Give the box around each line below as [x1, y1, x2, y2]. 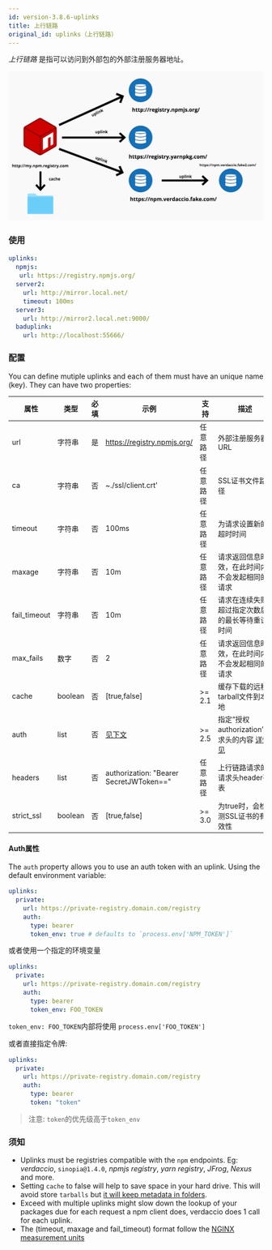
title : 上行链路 [8, 21, 58, 30]
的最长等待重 [217, 615, 261, 625]
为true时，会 [217, 801, 261, 811]
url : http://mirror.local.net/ [23, 289, 129, 297]
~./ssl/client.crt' [104, 481, 158, 490]
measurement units [19, 1233, 85, 1243]
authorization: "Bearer [104, 768, 180, 778]
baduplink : [15, 323, 53, 332]
